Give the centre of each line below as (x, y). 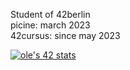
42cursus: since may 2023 (65, 35)
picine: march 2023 (50, 25)
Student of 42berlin (50, 14)
